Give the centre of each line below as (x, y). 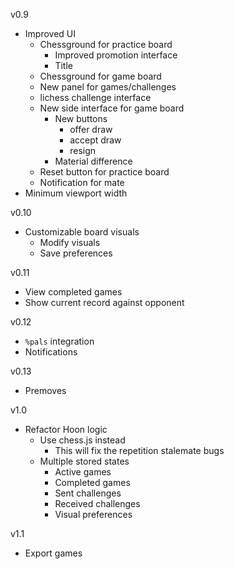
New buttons (81, 118)
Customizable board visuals (82, 232)
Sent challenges (88, 493)
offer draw (91, 129)
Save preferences (76, 253)
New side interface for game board (112, 108)
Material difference (93, 161)
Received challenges (97, 503)
